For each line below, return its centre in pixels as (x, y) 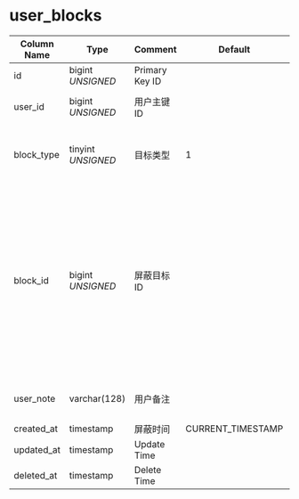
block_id (31, 280)
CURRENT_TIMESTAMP (234, 429)
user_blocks (56, 16)
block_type (37, 154)
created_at (36, 429)
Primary (150, 70)
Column (37, 44)
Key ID (148, 81)
